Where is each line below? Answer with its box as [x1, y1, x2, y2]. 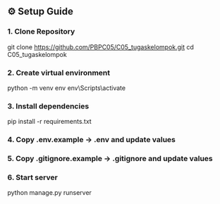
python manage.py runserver [7, 189, 92, 197]
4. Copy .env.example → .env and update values [7, 135, 176, 145]
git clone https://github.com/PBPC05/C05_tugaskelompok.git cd [7, 42, 194, 51]
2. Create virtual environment [7, 68, 111, 77]
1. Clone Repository [7, 27, 75, 37]
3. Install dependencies [7, 101, 90, 111]
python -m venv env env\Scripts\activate [7, 84, 126, 92]
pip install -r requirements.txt [7, 117, 92, 126]
